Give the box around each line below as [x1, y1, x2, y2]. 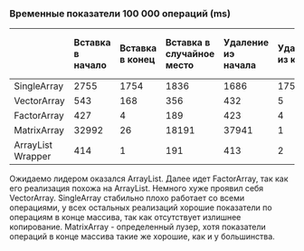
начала [223, 59, 256, 72]
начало [73, 59, 107, 72]
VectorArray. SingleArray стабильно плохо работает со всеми [9, 193, 245, 204]
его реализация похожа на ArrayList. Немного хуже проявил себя [9, 183, 264, 194]
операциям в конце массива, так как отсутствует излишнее [9, 212, 242, 223]
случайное [166, 48, 215, 61]
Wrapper [14, 150, 52, 163]
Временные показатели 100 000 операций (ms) [9, 7, 231, 20]
